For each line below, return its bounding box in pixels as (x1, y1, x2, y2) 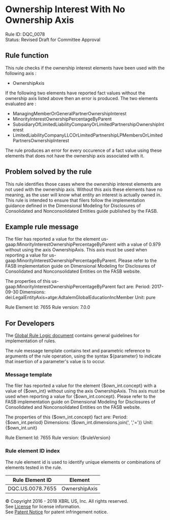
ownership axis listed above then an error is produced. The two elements (5, 95, 158, 101)
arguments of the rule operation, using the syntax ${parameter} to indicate (5, 353, 161, 359)
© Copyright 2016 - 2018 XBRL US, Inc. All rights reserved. (5, 498, 128, 504)
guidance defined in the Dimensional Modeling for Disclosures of (5, 202, 141, 209)
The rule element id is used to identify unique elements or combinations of (5, 459, 161, 465)
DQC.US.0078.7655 (8, 485, 57, 492)
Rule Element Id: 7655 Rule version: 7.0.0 (5, 304, 90, 310)
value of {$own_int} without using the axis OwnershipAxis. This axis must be (5, 388, 165, 394)
